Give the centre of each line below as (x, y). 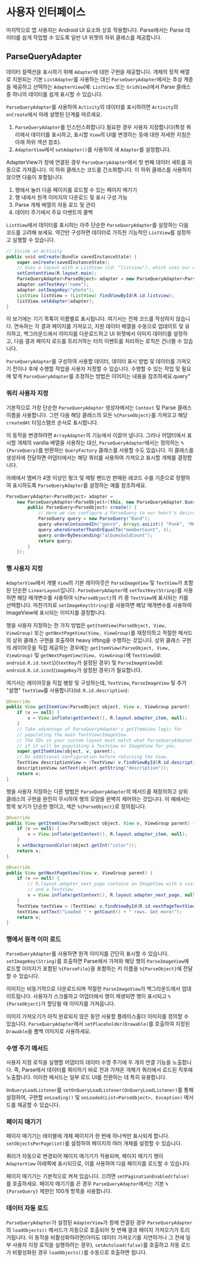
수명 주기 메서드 (27, 1048)
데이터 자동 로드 (27, 1208)
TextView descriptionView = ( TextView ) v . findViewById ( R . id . (94, 762)
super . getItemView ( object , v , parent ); (66, 751)
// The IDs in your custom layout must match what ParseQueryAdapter (105, 740)
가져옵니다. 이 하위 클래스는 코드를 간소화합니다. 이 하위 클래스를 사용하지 (107, 169)
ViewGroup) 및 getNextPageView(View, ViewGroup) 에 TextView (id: (84, 655)
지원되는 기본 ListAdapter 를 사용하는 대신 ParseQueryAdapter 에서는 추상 (97, 79)
